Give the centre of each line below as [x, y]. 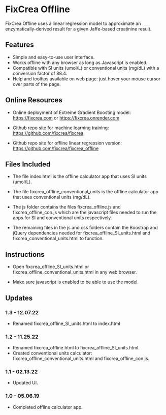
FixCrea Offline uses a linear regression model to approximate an [73, 23]
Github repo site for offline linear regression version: [67, 143]
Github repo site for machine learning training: [61, 128]
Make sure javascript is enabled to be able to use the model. [75, 282]
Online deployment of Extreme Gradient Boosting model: [72, 112]
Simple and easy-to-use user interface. [54, 57]
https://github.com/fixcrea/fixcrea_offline [56, 148]
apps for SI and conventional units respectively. [62, 218]
